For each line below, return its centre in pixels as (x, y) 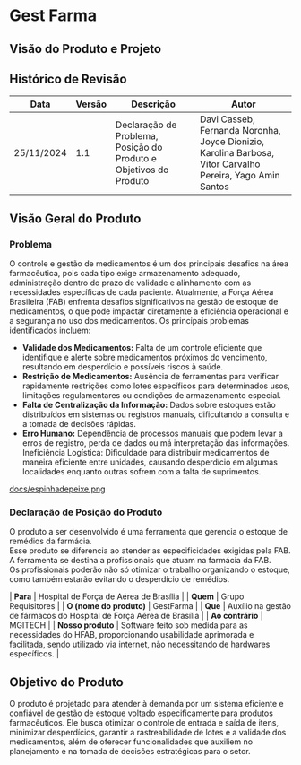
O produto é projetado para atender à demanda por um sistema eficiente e (146, 704)
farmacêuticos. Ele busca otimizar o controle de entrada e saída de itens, (144, 723)
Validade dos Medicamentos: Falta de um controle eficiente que (142, 348)
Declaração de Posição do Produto (86, 512)
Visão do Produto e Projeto (86, 49)
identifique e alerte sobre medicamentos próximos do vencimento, (145, 357)
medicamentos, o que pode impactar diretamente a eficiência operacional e (149, 311)
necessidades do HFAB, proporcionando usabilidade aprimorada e (132, 635)
